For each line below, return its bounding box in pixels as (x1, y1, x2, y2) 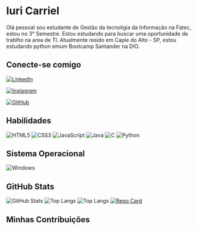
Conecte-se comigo (6, 60, 81, 70)
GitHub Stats (6, 181, 55, 191)
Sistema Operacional (6, 148, 85, 158)
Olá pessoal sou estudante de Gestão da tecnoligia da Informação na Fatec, (6, 24, 192, 31)
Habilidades (6, 116, 52, 126)
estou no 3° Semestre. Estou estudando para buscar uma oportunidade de (6, 30, 189, 37)
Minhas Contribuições (6, 215, 90, 225)
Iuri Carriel (6, 4, 59, 18)
